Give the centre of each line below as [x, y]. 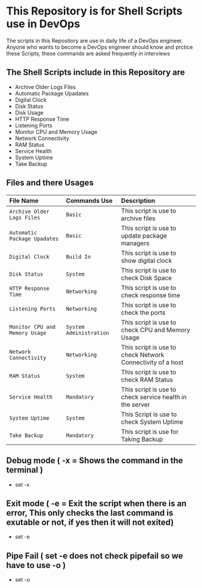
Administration [87, 333]
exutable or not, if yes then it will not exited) [90, 522]
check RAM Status [147, 379]
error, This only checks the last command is [90, 513]
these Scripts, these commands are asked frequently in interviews [88, 53]
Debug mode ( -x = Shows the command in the [95, 460]
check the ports [143, 312]
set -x [22, 484]
